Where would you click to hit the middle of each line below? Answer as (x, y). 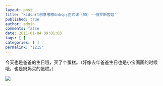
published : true (22, 19)
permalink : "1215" (24, 47)
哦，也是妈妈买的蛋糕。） (31, 68)
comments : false (22, 29)
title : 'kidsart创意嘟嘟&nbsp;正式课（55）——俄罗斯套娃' (61, 15)
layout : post (19, 10)
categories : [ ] (22, 43)
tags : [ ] (16, 38)
